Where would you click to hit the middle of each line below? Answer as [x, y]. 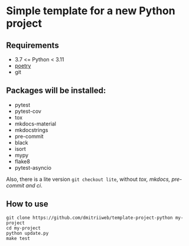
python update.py [27, 233]
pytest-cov [28, 111]
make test [18, 238]
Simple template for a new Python [91, 11]
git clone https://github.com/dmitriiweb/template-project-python [89, 218]
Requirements [32, 45]
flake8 [22, 161]
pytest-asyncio [33, 167]
